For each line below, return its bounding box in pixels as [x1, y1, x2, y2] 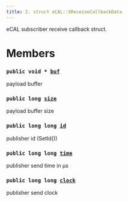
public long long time [6, 150, 73, 157]
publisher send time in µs [6, 162, 69, 169]
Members [6, 46, 55, 60]
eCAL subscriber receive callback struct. [6, 25, 107, 33]
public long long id [6, 122, 67, 130]
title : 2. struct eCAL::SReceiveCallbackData [6, 8, 122, 15]
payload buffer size [6, 107, 54, 115]
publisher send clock [6, 189, 58, 197]
